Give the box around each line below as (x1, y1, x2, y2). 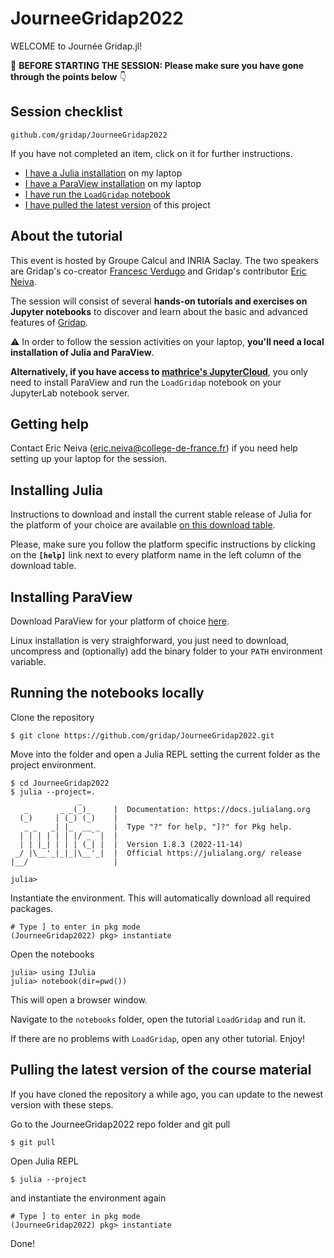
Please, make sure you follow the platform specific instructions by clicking (10, 538, 316, 551)
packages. (10, 902, 54, 914)
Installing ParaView (10, 588, 133, 606)
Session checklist (10, 103, 123, 121)
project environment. (10, 758, 97, 771)
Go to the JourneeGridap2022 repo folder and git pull (10, 1118, 231, 1130)
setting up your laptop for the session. (10, 453, 168, 465)
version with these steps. (10, 1098, 114, 1111)
